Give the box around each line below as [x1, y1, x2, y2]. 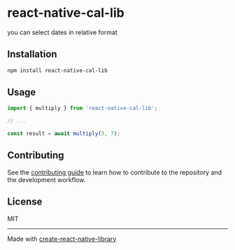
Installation [7, 48, 57, 60]
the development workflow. [7, 175, 86, 183]
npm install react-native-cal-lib [7, 67, 108, 74]
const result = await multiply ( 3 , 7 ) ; [7, 130, 120, 137]
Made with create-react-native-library [7, 235, 117, 243]
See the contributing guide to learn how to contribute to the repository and [7, 168, 222, 176]
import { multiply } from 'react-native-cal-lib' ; [7, 105, 158, 112]
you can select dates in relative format [7, 28, 117, 36]
